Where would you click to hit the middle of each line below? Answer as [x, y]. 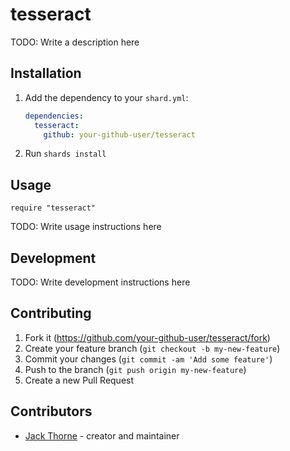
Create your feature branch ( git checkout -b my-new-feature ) [152, 348]
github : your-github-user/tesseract [119, 134]
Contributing [51, 313]
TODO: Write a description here [75, 42]
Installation [46, 73]
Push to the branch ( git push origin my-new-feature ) [135, 369]
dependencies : [54, 116]
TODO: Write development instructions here [100, 282]
